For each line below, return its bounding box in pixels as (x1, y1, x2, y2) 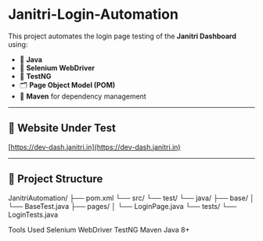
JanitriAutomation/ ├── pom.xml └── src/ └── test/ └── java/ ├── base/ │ (8, 193, 254, 203)
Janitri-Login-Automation (8, 5, 178, 23)
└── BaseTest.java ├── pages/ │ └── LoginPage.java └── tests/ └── (8, 201, 237, 210)
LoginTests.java (8, 210, 59, 219)
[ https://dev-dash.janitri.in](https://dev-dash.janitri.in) (8, 142, 182, 152)
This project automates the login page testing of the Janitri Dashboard (8, 31, 237, 41)
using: (8, 39, 28, 49)
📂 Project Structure (8, 172, 103, 185)
